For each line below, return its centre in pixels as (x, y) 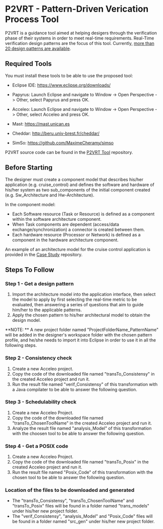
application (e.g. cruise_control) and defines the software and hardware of (80, 185)
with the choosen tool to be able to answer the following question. (78, 433)
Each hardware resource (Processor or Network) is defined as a (76, 234)
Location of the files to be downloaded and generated (70, 490)
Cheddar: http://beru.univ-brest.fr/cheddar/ (56, 133)
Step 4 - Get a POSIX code (37, 446)
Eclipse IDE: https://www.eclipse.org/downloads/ (61, 85)
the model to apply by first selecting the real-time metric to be (74, 299)
